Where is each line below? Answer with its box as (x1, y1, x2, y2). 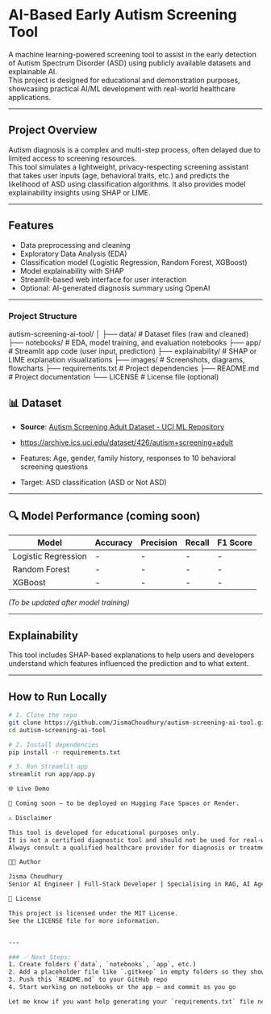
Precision (140, 537, 177, 548)
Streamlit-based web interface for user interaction (19, 274, 187, 284)
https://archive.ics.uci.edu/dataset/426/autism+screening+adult (19, 438, 234, 447)
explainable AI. (8, 66, 58, 76)
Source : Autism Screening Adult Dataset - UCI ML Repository (19, 421, 224, 431)
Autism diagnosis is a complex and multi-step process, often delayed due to (8, 145, 261, 154)
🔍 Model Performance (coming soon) (8, 509, 201, 523)
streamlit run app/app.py (8, 770, 95, 778)
